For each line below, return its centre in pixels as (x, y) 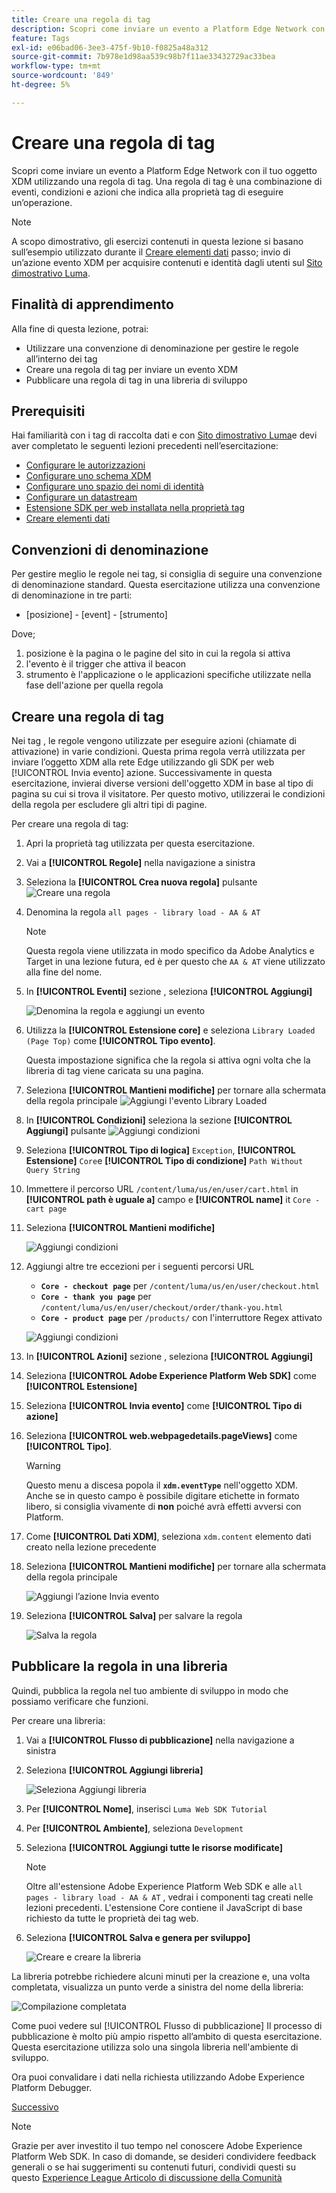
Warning (43, 1465)
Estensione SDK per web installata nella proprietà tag (135, 508)
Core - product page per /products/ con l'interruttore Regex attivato (181, 1317)
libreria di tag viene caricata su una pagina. (114, 1070)
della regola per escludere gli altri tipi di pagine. (109, 804)
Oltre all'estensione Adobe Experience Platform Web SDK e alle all (164, 1886)
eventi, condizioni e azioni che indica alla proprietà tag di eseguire (147, 192)
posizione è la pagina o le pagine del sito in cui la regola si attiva (158, 653)
